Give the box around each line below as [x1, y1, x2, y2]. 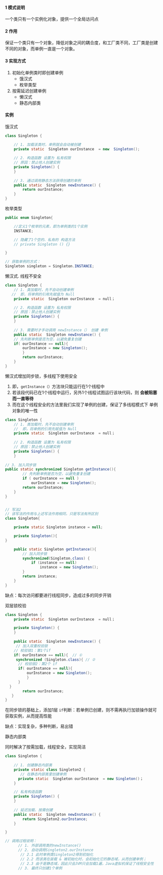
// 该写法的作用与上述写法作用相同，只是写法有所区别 [5, 512, 98, 517]
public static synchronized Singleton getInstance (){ [5, 467, 116, 472]
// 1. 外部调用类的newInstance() [17, 843, 81, 848]
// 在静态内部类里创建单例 [20, 772, 67, 777]
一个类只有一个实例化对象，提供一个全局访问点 [5, 16, 98, 22]
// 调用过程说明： [5, 839, 37, 843]
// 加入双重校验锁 [16, 643, 48, 648]
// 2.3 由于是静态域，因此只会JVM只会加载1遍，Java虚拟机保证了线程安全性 [20, 861, 154, 866]
